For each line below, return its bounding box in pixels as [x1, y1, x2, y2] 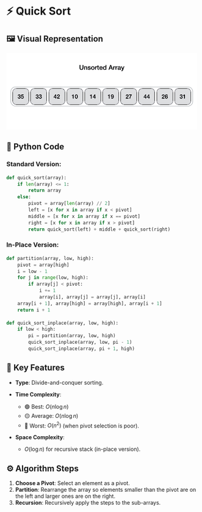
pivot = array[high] [17, 262, 70, 268]
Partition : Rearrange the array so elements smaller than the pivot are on [15, 486, 197, 494]
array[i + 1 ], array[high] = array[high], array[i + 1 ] [17, 300, 163, 306]
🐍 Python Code [6, 141, 65, 152]
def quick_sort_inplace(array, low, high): [6, 320, 119, 326]
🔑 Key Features [6, 363, 65, 373]
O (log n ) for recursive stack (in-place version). [24, 445, 141, 453]
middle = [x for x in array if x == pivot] [28, 213, 140, 220]
